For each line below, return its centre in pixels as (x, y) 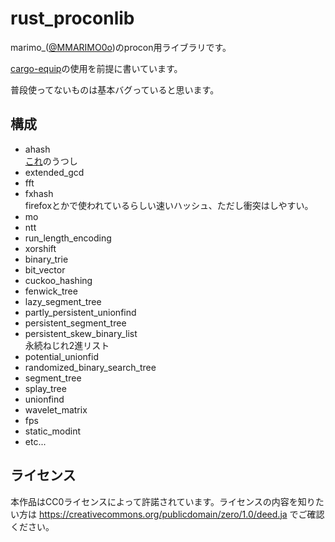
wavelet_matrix (56, 409)
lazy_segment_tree (63, 301)
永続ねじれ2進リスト (67, 345)
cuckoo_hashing (58, 280)
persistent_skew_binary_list (81, 333)
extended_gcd (54, 172)
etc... (35, 441)
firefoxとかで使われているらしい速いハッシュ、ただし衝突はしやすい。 (169, 205)
